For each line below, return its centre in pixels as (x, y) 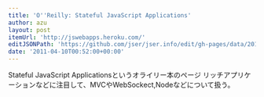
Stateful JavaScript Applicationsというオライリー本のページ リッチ (116, 75)
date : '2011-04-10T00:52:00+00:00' (66, 52)
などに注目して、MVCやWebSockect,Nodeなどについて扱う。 (135, 84)
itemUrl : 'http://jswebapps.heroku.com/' (77, 37)
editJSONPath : (31, 45)
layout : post (29, 30)
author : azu (27, 23)
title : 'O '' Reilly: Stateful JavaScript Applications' (100, 15)
